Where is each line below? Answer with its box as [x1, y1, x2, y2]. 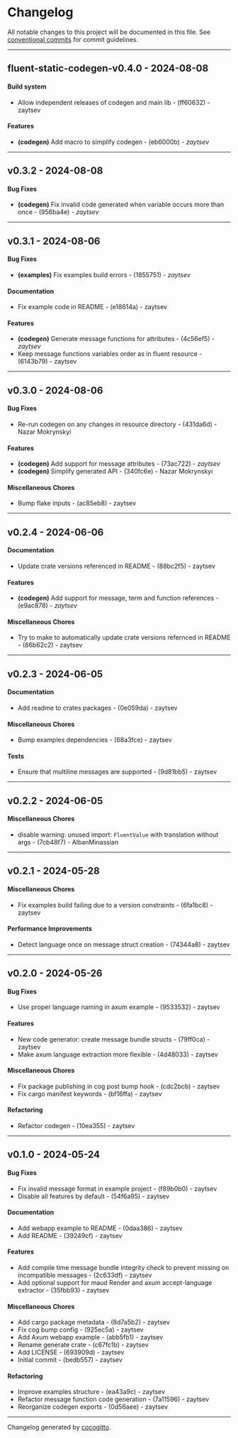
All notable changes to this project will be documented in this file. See [7, 28, 211, 36]
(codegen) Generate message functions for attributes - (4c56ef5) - [17, 335, 215, 343]
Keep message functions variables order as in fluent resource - [17, 350, 203, 358]
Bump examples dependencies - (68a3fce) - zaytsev [17, 735, 172, 745]
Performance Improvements [7, 925, 92, 933]
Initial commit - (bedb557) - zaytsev [17, 1356, 123, 1364]
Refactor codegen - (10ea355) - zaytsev [17, 1121, 135, 1130]
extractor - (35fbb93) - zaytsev [17, 1286, 110, 1294]
